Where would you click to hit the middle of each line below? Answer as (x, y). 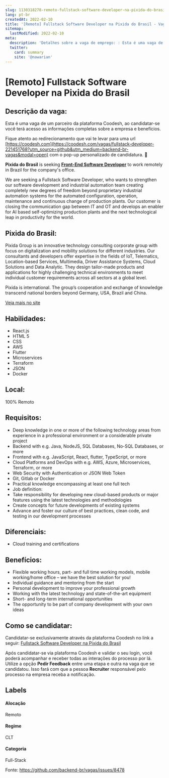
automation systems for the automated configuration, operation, (71, 196)
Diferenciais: (26, 532)
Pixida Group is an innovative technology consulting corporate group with (81, 245)
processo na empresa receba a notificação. (50, 675)
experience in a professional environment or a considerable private (82, 435)
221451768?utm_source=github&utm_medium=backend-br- (67, 149)
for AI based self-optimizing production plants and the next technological (81, 212)
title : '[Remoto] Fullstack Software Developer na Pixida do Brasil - (81, 24)
